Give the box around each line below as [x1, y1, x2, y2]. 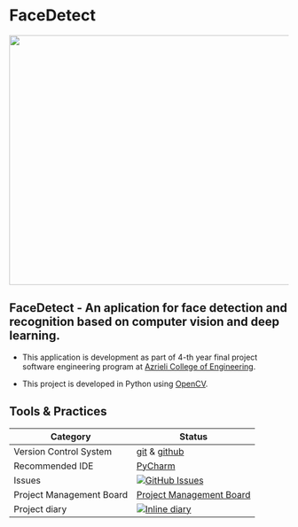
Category [50, 430, 91, 443]
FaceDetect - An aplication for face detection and [9, 300, 288, 315]
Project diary [13, 502, 67, 515]
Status [179, 430, 208, 443]
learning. [9, 329, 60, 344]
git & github [136, 445, 184, 457]
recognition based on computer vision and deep [9, 314, 280, 329]
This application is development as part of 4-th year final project [21, 352, 258, 362]
